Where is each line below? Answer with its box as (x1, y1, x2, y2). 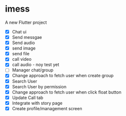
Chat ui (12, 29, 27, 34)
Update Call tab (12, 95, 44, 100)
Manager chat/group (12, 67, 54, 73)
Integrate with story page (12, 100, 63, 106)
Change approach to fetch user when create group (12, 73, 114, 79)
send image (12, 45, 36, 51)
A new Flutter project (5, 19, 47, 25)
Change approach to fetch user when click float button (12, 89, 122, 95)
